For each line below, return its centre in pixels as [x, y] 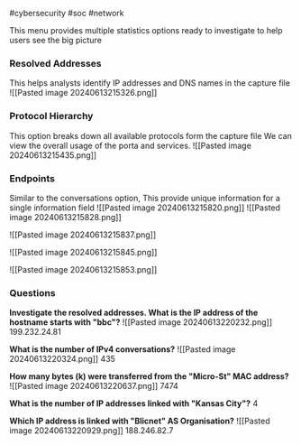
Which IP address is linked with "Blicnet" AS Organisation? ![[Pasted [140, 421]
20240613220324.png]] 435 [62, 359]
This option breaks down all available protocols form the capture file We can [151, 135]
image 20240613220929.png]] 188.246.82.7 [91, 431]
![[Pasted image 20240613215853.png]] [83, 269]
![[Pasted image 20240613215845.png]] [83, 252]
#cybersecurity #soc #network [67, 13]
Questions [32, 292]
